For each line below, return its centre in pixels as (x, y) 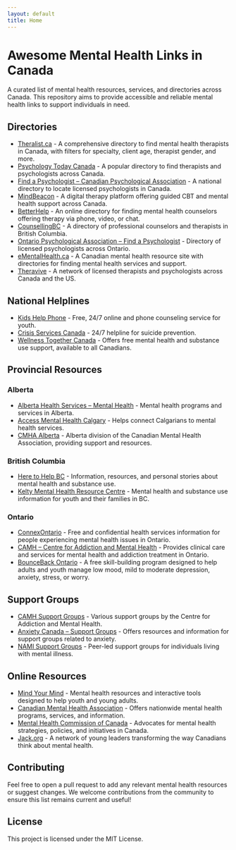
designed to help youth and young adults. (78, 700)
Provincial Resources (55, 370)
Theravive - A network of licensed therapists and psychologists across (120, 271)
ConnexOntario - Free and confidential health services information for (119, 532)
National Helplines (49, 301)
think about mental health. (55, 745)
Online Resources (47, 676)
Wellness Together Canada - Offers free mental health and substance (118, 340)
